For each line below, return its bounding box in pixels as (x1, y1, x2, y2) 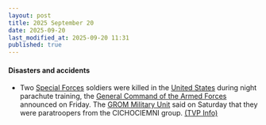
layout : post (8, 11, 52, 20)
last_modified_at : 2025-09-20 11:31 (8, 33, 129, 42)
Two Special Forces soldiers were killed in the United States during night (19, 83, 257, 93)
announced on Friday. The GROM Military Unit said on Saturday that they (19, 100, 258, 109)
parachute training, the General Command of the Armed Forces (19, 92, 227, 101)
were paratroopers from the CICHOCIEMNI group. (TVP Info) (19, 108, 218, 118)
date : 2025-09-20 (8, 26, 66, 34)
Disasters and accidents (8, 65, 91, 75)
